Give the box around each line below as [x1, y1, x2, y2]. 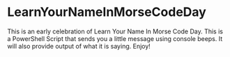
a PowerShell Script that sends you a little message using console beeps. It [7, 34, 223, 42]
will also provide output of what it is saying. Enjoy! [7, 42, 151, 50]
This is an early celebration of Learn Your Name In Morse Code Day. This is [7, 27, 223, 35]
